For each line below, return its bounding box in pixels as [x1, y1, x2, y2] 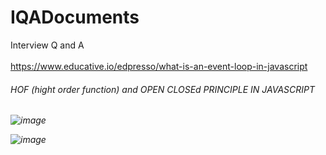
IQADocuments [10, 6, 140, 29]
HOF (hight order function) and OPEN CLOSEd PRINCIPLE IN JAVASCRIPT [10, 83, 316, 95]
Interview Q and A [10, 39, 85, 51]
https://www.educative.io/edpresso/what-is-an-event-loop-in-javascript [10, 60, 308, 72]
